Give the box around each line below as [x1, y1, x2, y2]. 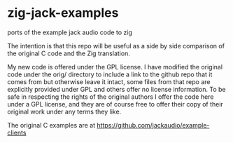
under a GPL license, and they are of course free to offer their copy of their [7, 100, 224, 108]
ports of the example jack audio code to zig [7, 28, 133, 36]
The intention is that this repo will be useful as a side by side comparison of [7, 41, 225, 50]
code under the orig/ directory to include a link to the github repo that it [7, 70, 213, 79]
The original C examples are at [7, 121, 96, 129]
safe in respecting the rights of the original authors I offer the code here [7, 93, 214, 101]
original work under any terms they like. [7, 107, 122, 116]
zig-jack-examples [7, 5, 119, 21]
